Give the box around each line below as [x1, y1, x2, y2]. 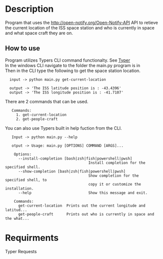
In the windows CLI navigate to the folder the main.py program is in [5, 62, 140, 68]
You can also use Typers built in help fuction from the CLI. [5, 125, 122, 131]
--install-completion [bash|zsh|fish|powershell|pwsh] [18, 156, 133, 161]
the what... [5, 216, 29, 221]
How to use [5, 44, 40, 52]
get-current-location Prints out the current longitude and [18, 203, 146, 208]
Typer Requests [5, 248, 37, 254]
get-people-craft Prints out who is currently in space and [18, 212, 154, 216]
